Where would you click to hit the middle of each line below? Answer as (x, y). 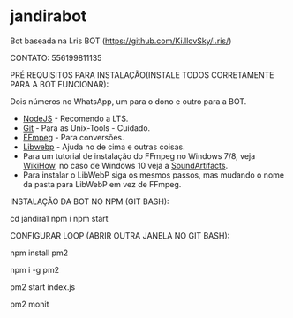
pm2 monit (30, 304)
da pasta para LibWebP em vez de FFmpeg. (102, 184)
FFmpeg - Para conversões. (73, 137)
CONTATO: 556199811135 (56, 57)
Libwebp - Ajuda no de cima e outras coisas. (104, 147)
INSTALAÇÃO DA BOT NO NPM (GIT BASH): (90, 201)
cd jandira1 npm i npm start (59, 218)
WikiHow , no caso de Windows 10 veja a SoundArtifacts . (125, 165)
